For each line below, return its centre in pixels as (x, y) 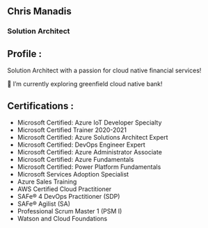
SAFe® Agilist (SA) (44, 204)
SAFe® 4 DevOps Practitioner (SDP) (69, 196)
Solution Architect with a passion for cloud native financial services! (104, 71)
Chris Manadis (39, 11)
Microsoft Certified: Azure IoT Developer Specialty (89, 122)
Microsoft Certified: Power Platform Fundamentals (89, 167)
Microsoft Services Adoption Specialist (73, 174)
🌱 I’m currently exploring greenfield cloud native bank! (85, 84)
